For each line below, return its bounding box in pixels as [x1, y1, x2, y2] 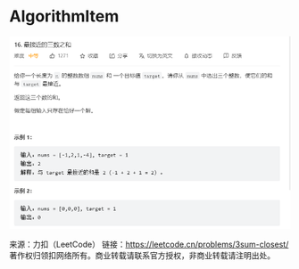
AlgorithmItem [9, 6, 120, 27]
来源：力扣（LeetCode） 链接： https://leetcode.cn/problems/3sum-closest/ [9, 239, 289, 249]
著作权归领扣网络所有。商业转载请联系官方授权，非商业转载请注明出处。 [9, 249, 275, 260]
